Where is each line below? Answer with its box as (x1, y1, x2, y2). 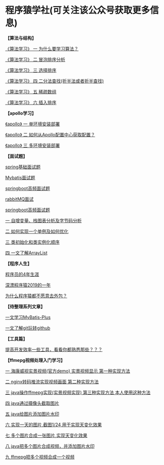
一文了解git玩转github (5, 324, 50, 331)
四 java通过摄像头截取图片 (5, 400, 60, 406)
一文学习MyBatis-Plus (5, 314, 51, 320)
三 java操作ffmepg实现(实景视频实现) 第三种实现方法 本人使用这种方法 (5, 389, 151, 395)
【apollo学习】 (5, 110, 36, 116)
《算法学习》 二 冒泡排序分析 (5, 56, 66, 62)
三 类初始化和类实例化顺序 (5, 239, 60, 245)
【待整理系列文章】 (5, 303, 45, 309)
